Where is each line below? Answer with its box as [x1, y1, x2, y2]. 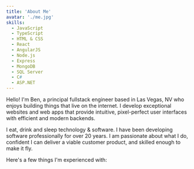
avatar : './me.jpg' [6, 14, 54, 20]
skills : [6, 19, 25, 25]
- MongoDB [11, 63, 35, 69]
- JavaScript [11, 25, 44, 31]
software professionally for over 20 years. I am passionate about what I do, [6, 132, 189, 139]
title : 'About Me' [6, 8, 51, 15]
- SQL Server [11, 69, 44, 75]
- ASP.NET [11, 80, 35, 86]
